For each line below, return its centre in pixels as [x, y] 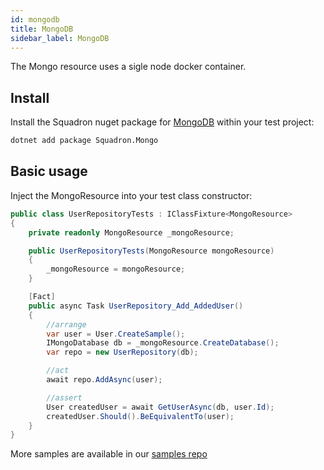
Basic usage [49, 171]
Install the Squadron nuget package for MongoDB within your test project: [162, 122]
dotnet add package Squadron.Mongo [84, 141]
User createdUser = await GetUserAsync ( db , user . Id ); [160, 407]
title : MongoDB [42, 29]
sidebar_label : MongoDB [60, 38]
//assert [64, 397]
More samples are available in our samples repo [109, 454]
